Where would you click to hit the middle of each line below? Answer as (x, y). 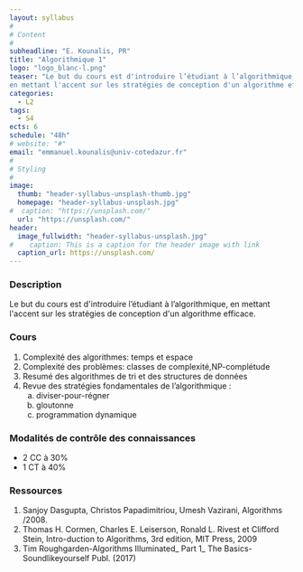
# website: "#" (38, 144)
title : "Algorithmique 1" (58, 60)
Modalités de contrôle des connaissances (103, 437)
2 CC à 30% (45, 458)
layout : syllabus (42, 18)
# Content (28, 34)
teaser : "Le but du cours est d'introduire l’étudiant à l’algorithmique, (153, 77)
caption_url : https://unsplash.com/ (86, 253)
